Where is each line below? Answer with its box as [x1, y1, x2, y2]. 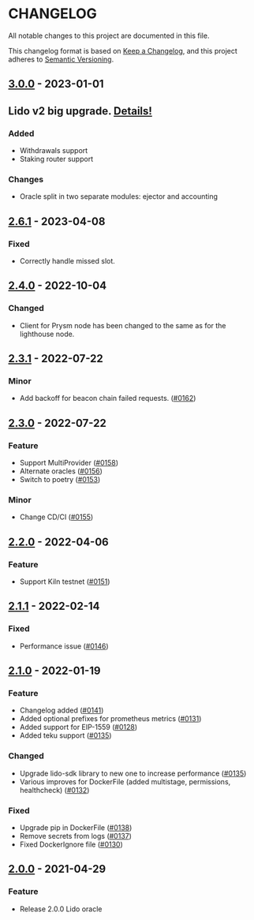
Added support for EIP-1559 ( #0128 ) [19, 723, 138, 732]
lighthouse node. [19, 329, 75, 338]
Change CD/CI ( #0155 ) [19, 512, 94, 522]
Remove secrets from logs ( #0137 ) [19, 832, 133, 841]
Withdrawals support [19, 146, 88, 155]
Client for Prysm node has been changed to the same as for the [19, 320, 226, 330]
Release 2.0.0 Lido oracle [19, 904, 103, 914]
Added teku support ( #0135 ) [19, 731, 112, 740]
